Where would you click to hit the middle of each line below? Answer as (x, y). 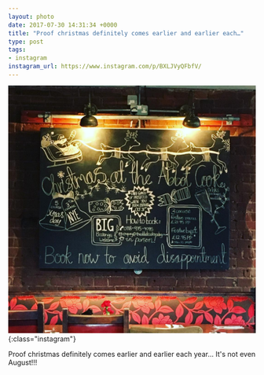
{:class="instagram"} (42, 339)
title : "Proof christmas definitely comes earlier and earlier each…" (126, 33)
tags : (17, 50)
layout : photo (31, 17)
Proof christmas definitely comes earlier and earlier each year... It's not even (132, 354)
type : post (26, 42)
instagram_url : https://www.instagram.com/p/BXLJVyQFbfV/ (105, 67)
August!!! (23, 362)
